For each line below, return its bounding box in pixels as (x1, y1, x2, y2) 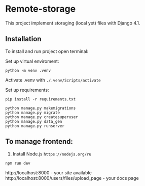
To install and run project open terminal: (5, 48, 89, 54)
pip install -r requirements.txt (5, 96, 76, 102)
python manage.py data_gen (5, 119, 62, 124)
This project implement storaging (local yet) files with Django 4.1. (5, 20, 140, 26)
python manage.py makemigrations (5, 105, 76, 111)
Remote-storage (5, 3, 76, 15)
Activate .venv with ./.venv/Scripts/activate (5, 77, 101, 83)
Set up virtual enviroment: (5, 58, 59, 64)
